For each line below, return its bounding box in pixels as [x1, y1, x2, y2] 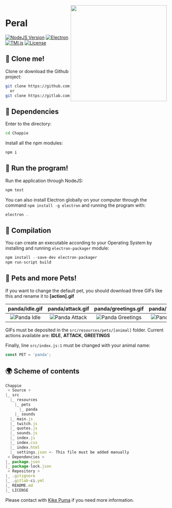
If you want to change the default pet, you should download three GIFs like [5, 288, 163, 294]
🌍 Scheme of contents [5, 367, 80, 376]
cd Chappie [5, 130, 29, 136]
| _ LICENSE [5, 488, 29, 493]
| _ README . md [5, 483, 33, 488]
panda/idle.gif [8, 305, 43, 312]
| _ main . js [10, 416, 33, 422]
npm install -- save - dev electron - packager [5, 255, 97, 260]
